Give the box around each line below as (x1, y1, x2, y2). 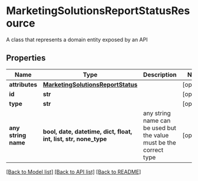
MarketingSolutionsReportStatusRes (6, 4, 190, 18)
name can (143, 116, 171, 125)
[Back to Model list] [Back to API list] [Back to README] (6, 168, 141, 175)
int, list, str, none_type (43, 135, 107, 143)
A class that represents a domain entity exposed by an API (6, 36, 148, 43)
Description (143, 71, 177, 79)
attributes (9, 81, 37, 89)
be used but (143, 123, 177, 132)
